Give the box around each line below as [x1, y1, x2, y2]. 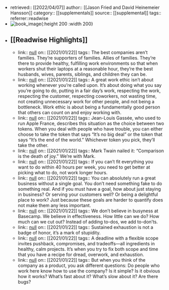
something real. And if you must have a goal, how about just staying [17, 186, 161, 192]
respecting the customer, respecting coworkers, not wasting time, [17, 93, 157, 99]
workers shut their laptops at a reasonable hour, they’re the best [17, 65, 153, 71]
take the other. [17, 142, 49, 148]
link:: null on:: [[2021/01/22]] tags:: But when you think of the [17, 257, 146, 263]
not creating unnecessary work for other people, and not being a [17, 98, 155, 104]
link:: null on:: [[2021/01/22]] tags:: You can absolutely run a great [17, 175, 156, 181]
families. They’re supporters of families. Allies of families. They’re [17, 55, 156, 61]
